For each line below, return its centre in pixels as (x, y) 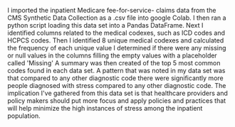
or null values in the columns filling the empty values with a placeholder (112, 55)
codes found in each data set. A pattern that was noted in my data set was (116, 71)
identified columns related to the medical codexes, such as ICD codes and (116, 33)
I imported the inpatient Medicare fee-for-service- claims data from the (112, 10)
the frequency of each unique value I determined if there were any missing (117, 48)
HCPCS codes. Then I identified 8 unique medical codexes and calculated (116, 40)
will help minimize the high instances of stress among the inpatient (105, 108)
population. (24, 116)
